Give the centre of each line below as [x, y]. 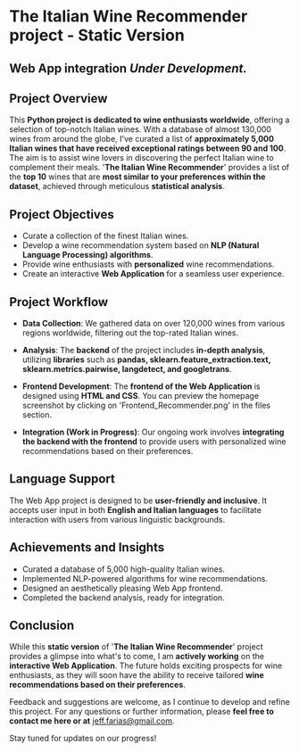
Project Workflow [59, 302]
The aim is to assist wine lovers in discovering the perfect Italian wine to [141, 158]
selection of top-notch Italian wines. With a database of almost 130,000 [141, 129]
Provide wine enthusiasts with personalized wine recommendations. [148, 264]
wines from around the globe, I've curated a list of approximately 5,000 [142, 139]
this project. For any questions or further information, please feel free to [142, 712]
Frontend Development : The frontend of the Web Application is [141, 386]
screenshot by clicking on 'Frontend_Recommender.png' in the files [146, 405]
